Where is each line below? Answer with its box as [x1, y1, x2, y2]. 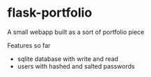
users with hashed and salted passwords [17, 62, 135, 70]
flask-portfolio [7, 5, 93, 21]
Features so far [7, 41, 51, 49]
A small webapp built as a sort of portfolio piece [7, 28, 145, 36]
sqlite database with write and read [17, 54, 118, 63]
